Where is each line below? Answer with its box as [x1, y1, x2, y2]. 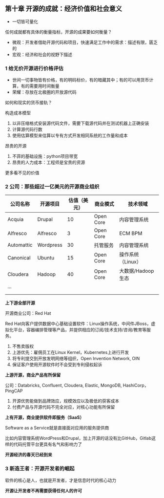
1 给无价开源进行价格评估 [5, 65, 63, 72]
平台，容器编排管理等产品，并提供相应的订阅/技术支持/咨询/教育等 [13, 327, 147, 333]
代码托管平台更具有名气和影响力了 [13, 441, 82, 447]
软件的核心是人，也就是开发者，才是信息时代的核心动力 [5, 477, 116, 483]
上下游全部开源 [5, 300, 35, 306]
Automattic [7, 241, 33, 248]
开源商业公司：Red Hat [5, 310, 51, 316]
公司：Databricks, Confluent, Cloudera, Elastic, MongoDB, [5, 383, 122, 389]
